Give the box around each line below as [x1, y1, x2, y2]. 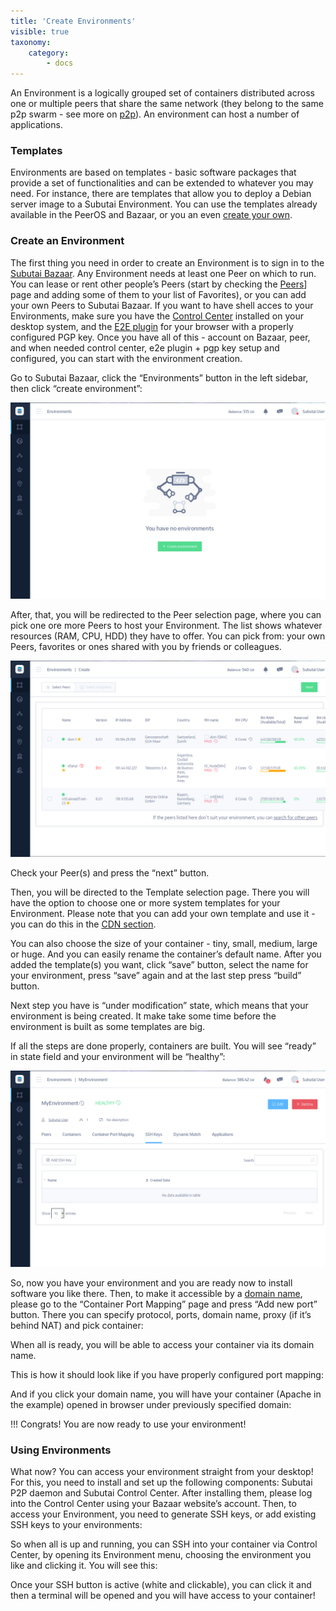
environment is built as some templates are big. [10, 1020, 206, 1032]
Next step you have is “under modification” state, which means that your [10, 999, 309, 1011]
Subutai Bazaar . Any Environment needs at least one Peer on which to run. [10, 267, 317, 279]
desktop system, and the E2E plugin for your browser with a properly [10, 320, 294, 332]
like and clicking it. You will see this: [10, 1560, 158, 1572]
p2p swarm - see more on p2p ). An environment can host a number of [10, 108, 300, 120]
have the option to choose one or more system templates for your [10, 896, 281, 909]
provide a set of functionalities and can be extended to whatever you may [10, 177, 314, 189]
